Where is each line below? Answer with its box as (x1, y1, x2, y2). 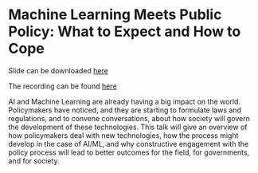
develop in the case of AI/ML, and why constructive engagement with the (8, 139, 249, 148)
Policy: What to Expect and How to (8, 22, 241, 41)
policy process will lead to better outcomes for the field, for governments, (8, 147, 250, 157)
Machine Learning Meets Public (8, 6, 222, 24)
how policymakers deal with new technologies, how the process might (8, 130, 239, 140)
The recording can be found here (8, 81, 117, 91)
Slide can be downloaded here (8, 65, 109, 75)
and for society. (8, 155, 60, 165)
